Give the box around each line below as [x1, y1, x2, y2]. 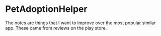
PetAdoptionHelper [5, 3, 88, 15]
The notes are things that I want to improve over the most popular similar [5, 20, 156, 26]
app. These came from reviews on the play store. [5, 25, 107, 31]
